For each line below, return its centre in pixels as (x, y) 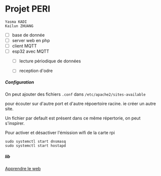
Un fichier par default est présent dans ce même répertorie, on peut (73, 118)
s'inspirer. (15, 123)
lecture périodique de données (50, 61)
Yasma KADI (16, 22)
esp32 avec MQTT (31, 51)
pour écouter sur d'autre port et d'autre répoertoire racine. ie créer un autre (80, 104)
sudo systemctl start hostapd (36, 146)
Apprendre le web (23, 169)
